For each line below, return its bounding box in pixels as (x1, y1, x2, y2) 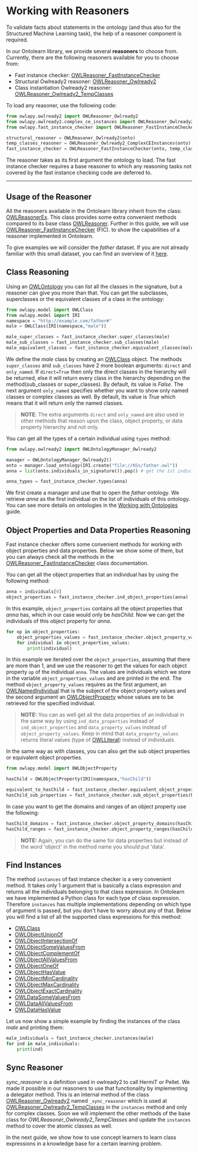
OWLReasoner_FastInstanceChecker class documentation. (6, 559, 149, 567)
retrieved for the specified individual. (6, 700, 95, 707)
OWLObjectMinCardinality (14, 975, 78, 982)
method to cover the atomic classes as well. (6, 1122, 113, 1129)
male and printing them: (6, 1024, 64, 1031)
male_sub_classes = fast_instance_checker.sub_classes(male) (6, 339, 160, 346)
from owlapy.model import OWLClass (6, 307, 94, 313)
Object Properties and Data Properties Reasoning (6, 525, 191, 535)
